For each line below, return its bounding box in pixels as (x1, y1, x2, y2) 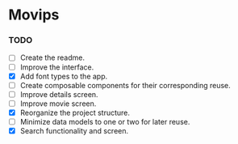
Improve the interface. (19, 62, 94, 72)
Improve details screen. (19, 89, 98, 99)
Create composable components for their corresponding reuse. (19, 80, 232, 90)
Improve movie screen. (19, 99, 97, 108)
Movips (8, 6, 60, 24)
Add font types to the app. (19, 71, 108, 81)
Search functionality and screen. (19, 125, 129, 135)
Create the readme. (19, 53, 85, 62)
